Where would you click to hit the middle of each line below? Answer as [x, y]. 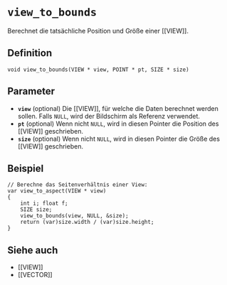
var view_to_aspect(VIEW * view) [57, 191]
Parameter [31, 91]
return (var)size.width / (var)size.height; [87, 222]
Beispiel [26, 168]
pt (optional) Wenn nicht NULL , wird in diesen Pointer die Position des [118, 124]
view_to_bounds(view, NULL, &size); [75, 216]
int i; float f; [44, 204]
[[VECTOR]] [35, 275]
